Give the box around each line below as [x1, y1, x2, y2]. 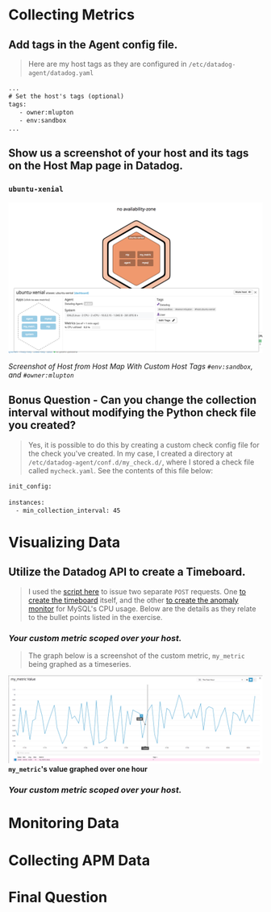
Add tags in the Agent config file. [8, 38, 178, 52]
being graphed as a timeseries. [27, 660, 131, 669]
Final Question [8, 888, 107, 906]
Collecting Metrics [8, 6, 135, 24]
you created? [8, 419, 77, 432]
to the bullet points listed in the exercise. [27, 612, 163, 622]
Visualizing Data [8, 533, 121, 552]
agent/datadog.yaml [27, 69, 94, 77]
